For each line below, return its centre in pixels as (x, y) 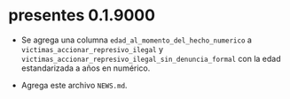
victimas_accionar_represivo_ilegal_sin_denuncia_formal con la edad (151, 58)
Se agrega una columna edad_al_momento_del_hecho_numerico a (136, 40)
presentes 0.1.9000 (82, 15)
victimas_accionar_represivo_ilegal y (92, 49)
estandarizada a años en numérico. (86, 68)
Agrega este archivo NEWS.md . (74, 85)
